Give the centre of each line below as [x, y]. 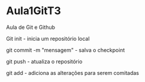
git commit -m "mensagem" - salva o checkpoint [66, 50]
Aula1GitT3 [33, 11]
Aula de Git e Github [30, 27]
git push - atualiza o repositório [44, 61]
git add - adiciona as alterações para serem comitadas [72, 73]
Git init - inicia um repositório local [48, 38]
